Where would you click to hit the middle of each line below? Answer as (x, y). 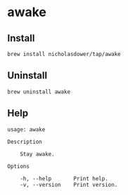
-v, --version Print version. (69, 184)
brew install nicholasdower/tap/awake (64, 54)
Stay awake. (37, 154)
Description (25, 142)
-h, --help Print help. (64, 179)
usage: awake (26, 129)
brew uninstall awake (39, 92)
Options (19, 166)
